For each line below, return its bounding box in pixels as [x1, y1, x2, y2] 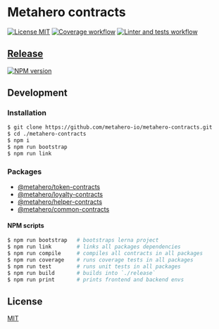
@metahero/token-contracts [17, 183, 101, 191]
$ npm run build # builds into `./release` [7, 269, 156, 276]
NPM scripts [7, 221, 44, 229]
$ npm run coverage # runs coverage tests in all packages [7, 256, 194, 264]
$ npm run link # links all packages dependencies [7, 243, 181, 250]
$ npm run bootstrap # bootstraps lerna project [7, 237, 159, 244]
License [7, 295, 43, 307]
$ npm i [7, 137, 30, 144]
